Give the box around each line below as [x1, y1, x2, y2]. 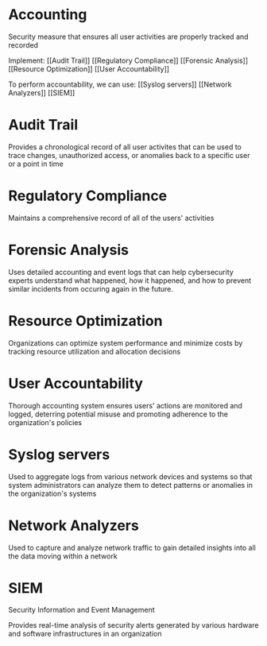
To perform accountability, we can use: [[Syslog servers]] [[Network [8, 79, 232, 89]
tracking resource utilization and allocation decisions [8, 346, 181, 356]
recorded [8, 40, 38, 49]
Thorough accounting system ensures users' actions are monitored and [8, 400, 242, 410]
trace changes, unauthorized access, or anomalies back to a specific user [8, 150, 250, 160]
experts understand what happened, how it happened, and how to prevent [8, 276, 252, 285]
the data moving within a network [8, 551, 118, 561]
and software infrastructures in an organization [8, 629, 162, 639]
